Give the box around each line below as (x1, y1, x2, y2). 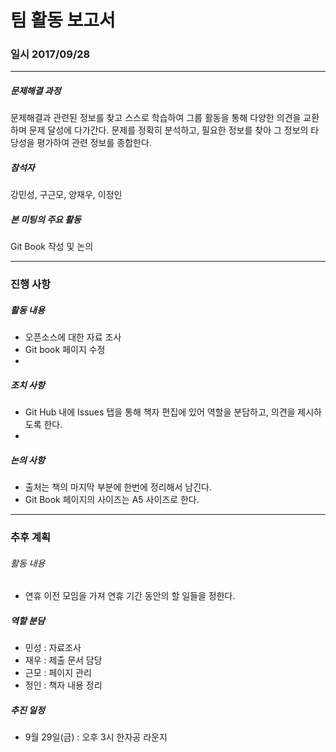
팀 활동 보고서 (10, 9, 116, 32)
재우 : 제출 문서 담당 (24, 654, 103, 666)
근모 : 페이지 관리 (24, 667, 92, 679)
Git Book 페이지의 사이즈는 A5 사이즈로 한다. (24, 494, 200, 506)
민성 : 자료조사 (24, 642, 82, 654)
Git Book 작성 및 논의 (10, 241, 94, 253)
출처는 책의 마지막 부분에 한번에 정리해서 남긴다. (24, 481, 212, 493)
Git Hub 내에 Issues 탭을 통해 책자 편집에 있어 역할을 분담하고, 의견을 (24, 406, 296, 418)
